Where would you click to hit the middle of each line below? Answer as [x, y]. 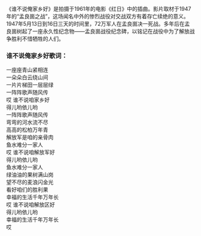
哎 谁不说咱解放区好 [31, 205]
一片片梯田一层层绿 [30, 85]
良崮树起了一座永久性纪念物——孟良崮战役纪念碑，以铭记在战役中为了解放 [98, 31]
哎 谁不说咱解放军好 [31, 152]
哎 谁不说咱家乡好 [28, 100]
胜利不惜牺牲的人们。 [37, 39]
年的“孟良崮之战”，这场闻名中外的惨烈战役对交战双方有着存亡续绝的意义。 [98, 16]
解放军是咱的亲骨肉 [30, 137]
